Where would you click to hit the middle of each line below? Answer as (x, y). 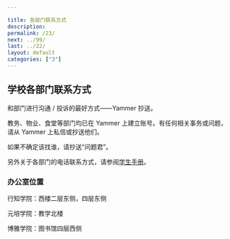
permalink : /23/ (31, 33)
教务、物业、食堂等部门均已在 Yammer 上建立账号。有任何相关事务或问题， (117, 123)
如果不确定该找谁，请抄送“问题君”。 (60, 147)
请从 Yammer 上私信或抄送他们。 (56, 132)
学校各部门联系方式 (49, 90)
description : (27, 26)
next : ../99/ (27, 39)
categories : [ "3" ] (34, 60)
